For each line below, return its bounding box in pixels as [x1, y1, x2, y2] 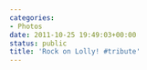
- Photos [9, 22, 43, 31]
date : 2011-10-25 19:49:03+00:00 [9, 30, 137, 39]
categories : [9, 13, 55, 23]
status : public [9, 38, 68, 48]
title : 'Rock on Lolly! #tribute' [9, 47, 142, 56]
